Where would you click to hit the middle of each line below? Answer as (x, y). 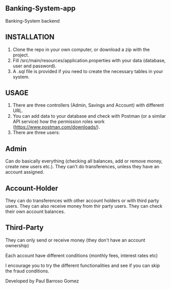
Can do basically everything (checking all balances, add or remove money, (84, 161)
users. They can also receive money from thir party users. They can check (84, 206)
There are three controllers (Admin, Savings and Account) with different (88, 105)
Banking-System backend (33, 21)
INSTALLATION (30, 37)
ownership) (17, 245)
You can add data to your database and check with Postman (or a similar (89, 116)
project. (21, 55)
